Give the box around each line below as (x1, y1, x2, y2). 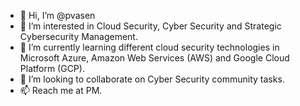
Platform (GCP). (19, 63, 85, 74)
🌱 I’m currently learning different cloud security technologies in (19, 41, 280, 53)
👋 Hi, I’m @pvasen (19, 10, 96, 21)
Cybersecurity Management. (19, 31, 138, 42)
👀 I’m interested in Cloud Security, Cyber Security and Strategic (19, 20, 282, 32)
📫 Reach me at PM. (19, 85, 103, 96)
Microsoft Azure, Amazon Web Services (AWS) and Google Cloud (19, 52, 290, 64)
